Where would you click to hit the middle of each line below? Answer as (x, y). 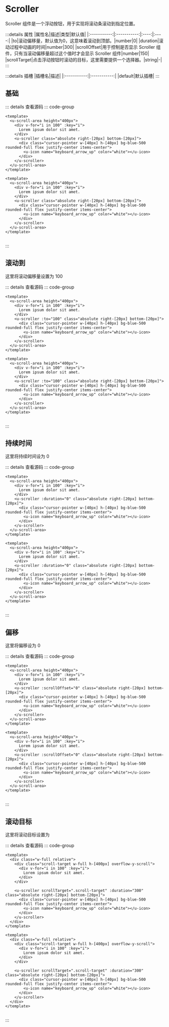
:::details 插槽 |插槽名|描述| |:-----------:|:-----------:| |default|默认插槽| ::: (82, 76)
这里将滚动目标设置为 (27, 835)
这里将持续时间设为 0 (27, 456)
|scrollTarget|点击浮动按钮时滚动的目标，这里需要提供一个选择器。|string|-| (84, 59)
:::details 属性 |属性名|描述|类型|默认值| (46, 34)
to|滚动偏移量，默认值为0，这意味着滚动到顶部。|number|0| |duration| (86, 41)
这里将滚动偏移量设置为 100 (34, 276)
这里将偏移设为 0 (23, 646)
